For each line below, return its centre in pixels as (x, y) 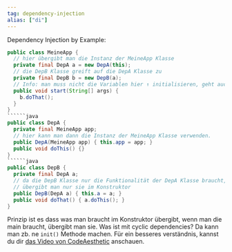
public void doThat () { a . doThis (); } (69, 200)
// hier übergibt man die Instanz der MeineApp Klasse (94, 59)
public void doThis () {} (49, 148)
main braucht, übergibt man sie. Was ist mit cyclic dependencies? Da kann (113, 227)
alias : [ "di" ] (28, 20)
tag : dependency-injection (46, 13)
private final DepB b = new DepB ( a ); (68, 78)
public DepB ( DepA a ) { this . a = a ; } (68, 193)
